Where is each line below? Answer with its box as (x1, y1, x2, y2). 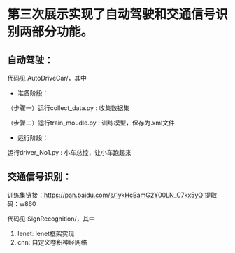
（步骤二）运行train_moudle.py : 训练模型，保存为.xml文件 (7, 118, 175, 127)
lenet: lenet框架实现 (17, 229, 75, 238)
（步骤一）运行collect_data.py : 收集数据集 (7, 104, 130, 112)
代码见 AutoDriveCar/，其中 (7, 74, 87, 82)
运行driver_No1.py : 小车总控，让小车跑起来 (7, 149, 131, 156)
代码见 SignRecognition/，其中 (7, 214, 96, 223)
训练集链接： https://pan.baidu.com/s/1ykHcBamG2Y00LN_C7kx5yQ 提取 (7, 191, 218, 199)
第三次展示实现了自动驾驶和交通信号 (7, 6, 216, 22)
